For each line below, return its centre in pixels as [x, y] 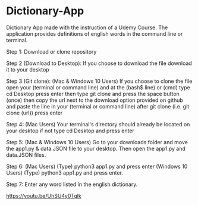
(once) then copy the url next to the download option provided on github [95, 100]
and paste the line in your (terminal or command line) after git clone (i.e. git [98, 106]
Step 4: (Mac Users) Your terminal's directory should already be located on [98, 124]
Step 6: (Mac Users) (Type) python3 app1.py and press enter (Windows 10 [97, 166]
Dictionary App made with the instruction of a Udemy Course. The [87, 27]
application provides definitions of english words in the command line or [95, 33]
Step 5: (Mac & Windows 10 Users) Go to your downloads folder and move [97, 142]
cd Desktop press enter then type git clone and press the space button [93, 94]
